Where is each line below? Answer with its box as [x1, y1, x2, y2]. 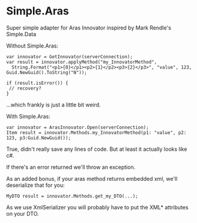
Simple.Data [6, 30, 37, 37]
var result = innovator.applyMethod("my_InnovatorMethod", [6, 59, 157, 65]
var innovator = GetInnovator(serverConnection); [6, 53, 133, 60]
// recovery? [8, 85, 42, 91]
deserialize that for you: [6, 182, 65, 189]
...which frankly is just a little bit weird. [6, 101, 101, 108]
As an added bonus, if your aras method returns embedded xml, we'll [6, 175, 178, 182]
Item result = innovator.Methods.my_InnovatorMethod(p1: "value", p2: [6, 129, 187, 136]
